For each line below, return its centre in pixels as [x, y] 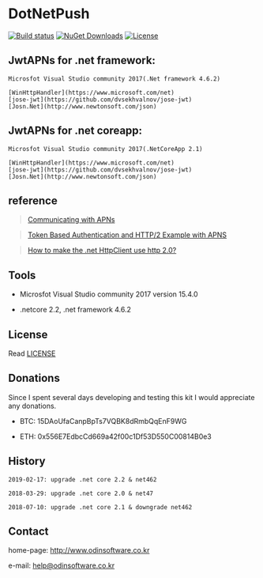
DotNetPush [49, 14]
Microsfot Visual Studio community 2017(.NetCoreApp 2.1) [105, 149]
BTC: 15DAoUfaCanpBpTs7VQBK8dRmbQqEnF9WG [103, 421]
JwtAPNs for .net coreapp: [75, 131]
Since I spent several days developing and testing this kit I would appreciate [131, 397]
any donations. [32, 406]
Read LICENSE [32, 353]
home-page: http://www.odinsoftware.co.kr [79, 550]
